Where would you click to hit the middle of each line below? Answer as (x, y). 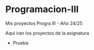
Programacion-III (42, 9)
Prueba (21, 43)
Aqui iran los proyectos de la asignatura (47, 33)
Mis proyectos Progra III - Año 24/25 (44, 23)
